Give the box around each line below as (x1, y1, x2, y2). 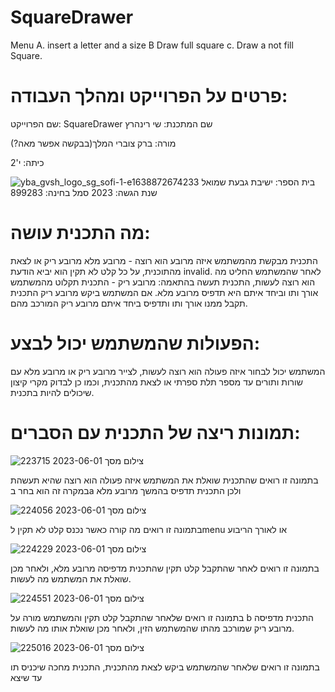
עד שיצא (10, 671, 43, 683)
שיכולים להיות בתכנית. (10, 386, 95, 398)
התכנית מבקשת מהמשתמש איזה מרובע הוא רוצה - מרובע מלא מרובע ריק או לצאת (10, 254, 318, 266)
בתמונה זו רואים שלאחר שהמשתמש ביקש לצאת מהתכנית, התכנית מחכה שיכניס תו (10, 661, 320, 673)
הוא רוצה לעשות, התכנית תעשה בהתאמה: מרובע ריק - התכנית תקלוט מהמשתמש (10, 276, 316, 288)
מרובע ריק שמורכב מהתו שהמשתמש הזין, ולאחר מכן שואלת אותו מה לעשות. (10, 622, 295, 634)
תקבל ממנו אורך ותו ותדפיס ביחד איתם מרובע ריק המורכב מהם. (10, 297, 248, 309)
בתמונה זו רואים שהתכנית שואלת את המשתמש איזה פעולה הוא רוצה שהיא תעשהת (10, 474, 319, 486)
